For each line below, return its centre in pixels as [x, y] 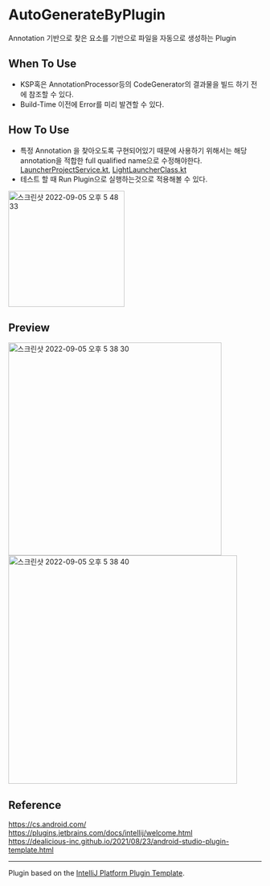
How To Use [39, 130]
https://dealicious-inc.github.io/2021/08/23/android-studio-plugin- [119, 842]
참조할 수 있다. [51, 94]
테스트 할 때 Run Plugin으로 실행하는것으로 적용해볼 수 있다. [114, 179]
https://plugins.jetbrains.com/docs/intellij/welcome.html [100, 833]
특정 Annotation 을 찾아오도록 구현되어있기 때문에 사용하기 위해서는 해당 [133, 150]
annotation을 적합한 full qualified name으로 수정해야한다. [111, 160]
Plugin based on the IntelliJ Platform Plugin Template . [96, 873]
